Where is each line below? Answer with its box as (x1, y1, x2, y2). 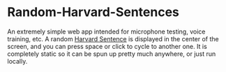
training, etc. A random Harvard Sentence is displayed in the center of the (7, 34, 219, 43)
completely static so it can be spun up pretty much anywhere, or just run (7, 50, 216, 58)
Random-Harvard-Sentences (7, 4, 180, 20)
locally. (7, 57, 28, 65)
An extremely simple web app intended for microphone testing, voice (7, 27, 206, 36)
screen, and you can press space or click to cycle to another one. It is (7, 42, 207, 50)
